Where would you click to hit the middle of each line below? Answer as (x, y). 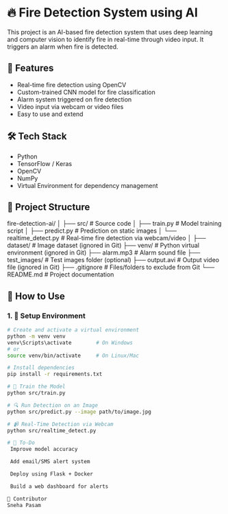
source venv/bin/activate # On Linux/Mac (73, 355)
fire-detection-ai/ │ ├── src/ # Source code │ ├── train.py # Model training (114, 224)
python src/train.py (37, 393)
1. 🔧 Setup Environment (46, 316)
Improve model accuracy (44, 449)
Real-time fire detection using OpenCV (72, 84)
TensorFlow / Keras (45, 163)
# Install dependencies (41, 368)
